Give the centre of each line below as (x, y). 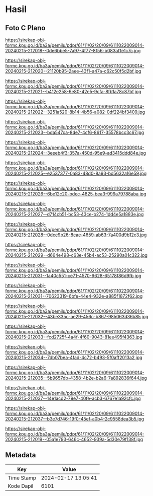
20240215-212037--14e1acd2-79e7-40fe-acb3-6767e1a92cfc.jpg (73, 398)
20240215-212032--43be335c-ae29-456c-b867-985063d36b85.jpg (77, 316)
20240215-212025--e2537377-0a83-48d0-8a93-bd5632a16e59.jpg (76, 173)
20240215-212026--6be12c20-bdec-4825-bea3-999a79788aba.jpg (76, 194)
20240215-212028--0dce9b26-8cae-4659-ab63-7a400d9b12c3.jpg (76, 235)
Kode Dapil (21, 486)
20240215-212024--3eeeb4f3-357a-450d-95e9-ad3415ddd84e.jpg (76, 153)
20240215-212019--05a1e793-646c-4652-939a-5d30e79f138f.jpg (74, 439)
